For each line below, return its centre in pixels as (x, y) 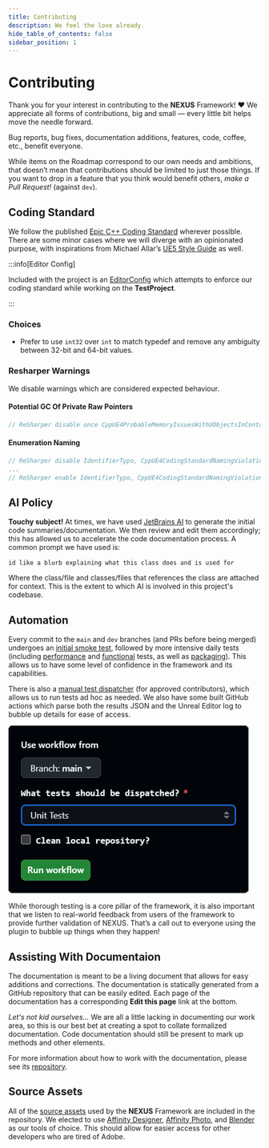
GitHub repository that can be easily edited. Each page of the (109, 993)
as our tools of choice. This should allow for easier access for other (119, 1128)
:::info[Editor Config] (42, 264)
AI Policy (31, 502)
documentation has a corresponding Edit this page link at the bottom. (123, 1001)
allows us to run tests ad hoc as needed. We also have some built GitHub (128, 697)
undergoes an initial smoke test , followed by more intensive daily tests (124, 648)
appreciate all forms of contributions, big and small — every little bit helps (130, 114)
